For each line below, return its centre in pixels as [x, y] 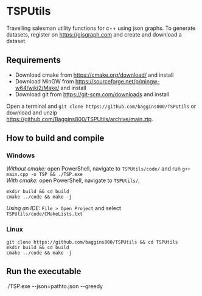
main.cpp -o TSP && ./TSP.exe [45, 175]
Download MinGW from [44, 81]
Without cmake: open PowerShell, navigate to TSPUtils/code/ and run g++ [98, 169]
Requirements [33, 60]
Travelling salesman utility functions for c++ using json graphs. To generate [101, 28]
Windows [21, 155]
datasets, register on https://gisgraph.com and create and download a [94, 34]
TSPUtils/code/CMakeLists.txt [45, 214]
